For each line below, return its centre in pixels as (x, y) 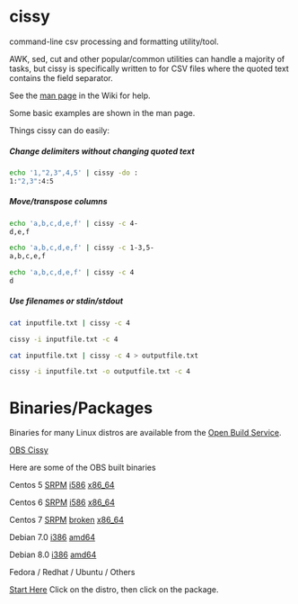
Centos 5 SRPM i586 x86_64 (62, 485)
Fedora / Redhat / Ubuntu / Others (72, 572)
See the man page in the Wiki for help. (80, 95)
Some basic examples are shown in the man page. (102, 113)
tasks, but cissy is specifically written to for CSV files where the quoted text (149, 68)
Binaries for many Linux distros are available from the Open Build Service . (145, 433)
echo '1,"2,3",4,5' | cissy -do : (74, 173)
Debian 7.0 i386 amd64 (53, 537)
